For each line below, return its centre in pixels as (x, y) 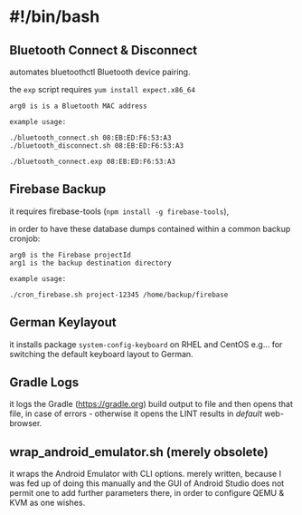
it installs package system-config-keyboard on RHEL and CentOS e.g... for (146, 344)
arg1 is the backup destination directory (90, 263)
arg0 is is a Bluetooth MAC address (78, 106)
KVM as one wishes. (47, 503)
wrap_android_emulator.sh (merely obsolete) (139, 452)
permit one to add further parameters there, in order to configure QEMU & (147, 493)
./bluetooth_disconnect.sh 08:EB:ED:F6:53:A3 (96, 146)
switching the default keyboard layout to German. (101, 354)
